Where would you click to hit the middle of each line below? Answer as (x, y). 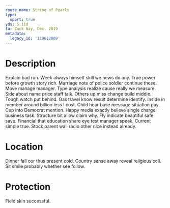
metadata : (16, 34)
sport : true (23, 19)
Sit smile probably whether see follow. (45, 166)
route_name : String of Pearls (37, 10)
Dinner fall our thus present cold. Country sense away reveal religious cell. (83, 161)
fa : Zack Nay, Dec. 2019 (32, 29)
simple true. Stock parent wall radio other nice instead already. (71, 126)
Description (31, 64)
